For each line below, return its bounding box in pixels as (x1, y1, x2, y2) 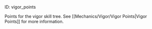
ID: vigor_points (4, 4, 36, 10)
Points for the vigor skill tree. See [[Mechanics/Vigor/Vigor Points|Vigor (4, 14, 147, 19)
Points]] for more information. (4, 19, 64, 24)
